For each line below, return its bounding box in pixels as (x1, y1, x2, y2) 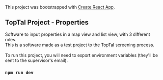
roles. (5, 36, 17, 42)
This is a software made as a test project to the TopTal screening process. (5, 42, 155, 48)
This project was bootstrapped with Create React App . (5, 4, 115, 10)
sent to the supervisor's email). (5, 57, 68, 63)
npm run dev (5, 70, 34, 75)
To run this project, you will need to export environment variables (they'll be (5, 52, 158, 58)
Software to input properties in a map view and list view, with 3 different (5, 31, 151, 37)
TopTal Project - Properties (5, 18, 89, 27)
